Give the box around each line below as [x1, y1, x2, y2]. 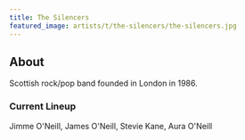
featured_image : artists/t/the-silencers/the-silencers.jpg [9, 21, 238, 30]
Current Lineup [9, 100, 77, 112]
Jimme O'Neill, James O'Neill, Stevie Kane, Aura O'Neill [9, 120, 213, 131]
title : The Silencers [9, 12, 90, 22]
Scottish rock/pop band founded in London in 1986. [9, 78, 198, 89]
